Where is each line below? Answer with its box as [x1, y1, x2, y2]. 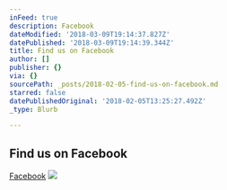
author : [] [9, 55, 50, 64]
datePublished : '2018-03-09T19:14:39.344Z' [9, 38, 175, 47]
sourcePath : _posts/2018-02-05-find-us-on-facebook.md [9, 80, 219, 89]
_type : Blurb [9, 105, 58, 114]
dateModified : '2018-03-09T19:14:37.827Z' [9, 30, 170, 39]
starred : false [9, 88, 66, 97]
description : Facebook [9, 22, 94, 30]
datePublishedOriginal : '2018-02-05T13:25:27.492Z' [9, 96, 206, 106]
